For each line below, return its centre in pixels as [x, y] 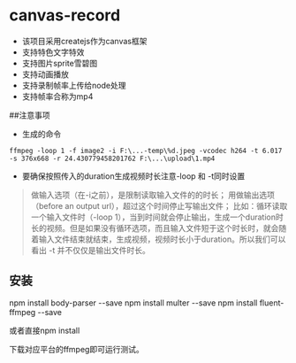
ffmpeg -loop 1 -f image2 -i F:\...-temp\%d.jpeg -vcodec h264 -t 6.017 [146, 151]
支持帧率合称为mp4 [57, 96]
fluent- [272, 303]
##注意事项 [30, 115]
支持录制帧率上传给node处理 [74, 85]
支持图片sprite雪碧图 [60, 63]
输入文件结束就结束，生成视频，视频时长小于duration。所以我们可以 [162, 239]
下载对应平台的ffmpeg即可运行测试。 [76, 349]
